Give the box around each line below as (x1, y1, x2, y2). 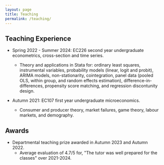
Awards (5, 126, 29, 135)
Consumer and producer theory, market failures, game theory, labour (19, 107, 159, 113)
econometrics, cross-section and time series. (12, 52, 104, 59)
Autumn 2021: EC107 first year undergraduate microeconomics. (12, 97, 141, 103)
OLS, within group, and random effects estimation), (19, 78, 123, 84)
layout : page (5, 7, 32, 12)
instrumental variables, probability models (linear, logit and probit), (19, 67, 154, 73)
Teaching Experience (5, 34, 71, 43)
